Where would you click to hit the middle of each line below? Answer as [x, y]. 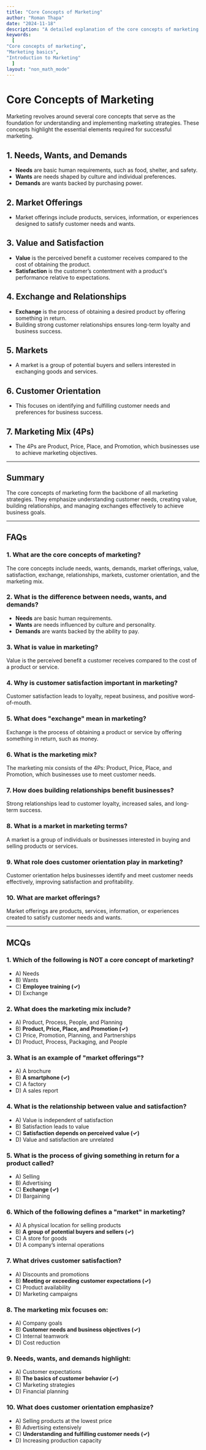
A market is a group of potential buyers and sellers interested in [95, 365]
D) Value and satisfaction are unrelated [64, 1139]
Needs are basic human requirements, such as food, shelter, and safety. [106, 170]
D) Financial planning [42, 1392]
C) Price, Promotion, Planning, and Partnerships [75, 1036]
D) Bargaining [32, 1196]
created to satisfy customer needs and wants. [64, 918]
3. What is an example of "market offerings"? [75, 1058]
